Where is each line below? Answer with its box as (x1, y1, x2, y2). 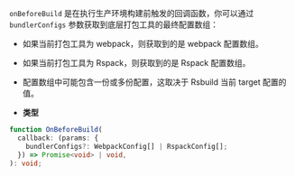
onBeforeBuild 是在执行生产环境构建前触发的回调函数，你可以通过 (9, 8, 254, 18)
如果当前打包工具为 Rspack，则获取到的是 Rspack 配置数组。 (22, 58, 251, 68)
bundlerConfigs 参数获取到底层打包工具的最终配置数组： (9, 19, 219, 30)
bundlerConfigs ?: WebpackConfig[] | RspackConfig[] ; (25, 142, 228, 151)
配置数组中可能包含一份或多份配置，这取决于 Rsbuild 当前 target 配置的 (22, 77, 287, 88)
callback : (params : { (17, 134, 99, 143)
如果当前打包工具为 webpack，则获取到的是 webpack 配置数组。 (22, 39, 263, 49)
